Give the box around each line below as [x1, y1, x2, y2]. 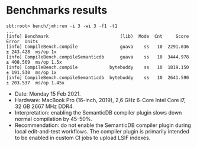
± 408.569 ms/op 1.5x [6, 59, 62, 65]
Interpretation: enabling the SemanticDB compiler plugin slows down [14, 109, 182, 116]
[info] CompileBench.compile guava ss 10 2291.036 [6, 44, 189, 50]
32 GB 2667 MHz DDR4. [14, 103, 74, 110]
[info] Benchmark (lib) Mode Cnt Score [6, 33, 189, 39]
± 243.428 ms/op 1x [6, 48, 57, 55]
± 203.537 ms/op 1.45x [6, 80, 65, 86]
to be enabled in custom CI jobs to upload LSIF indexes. [14, 134, 151, 141]
